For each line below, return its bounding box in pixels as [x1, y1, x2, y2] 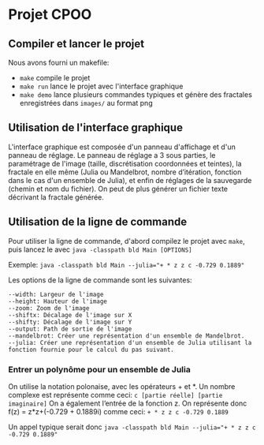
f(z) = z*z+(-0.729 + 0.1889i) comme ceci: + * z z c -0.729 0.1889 [8, 406, 229, 416]
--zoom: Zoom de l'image [8, 304, 90, 312]
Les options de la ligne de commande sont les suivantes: [8, 275, 192, 285]
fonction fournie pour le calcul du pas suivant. [8, 346, 175, 353]
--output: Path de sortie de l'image [8, 325, 132, 333]
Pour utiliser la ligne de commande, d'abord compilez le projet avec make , [8, 236, 246, 245]
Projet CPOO [8, 6, 92, 24]
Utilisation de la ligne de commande [8, 215, 188, 229]
